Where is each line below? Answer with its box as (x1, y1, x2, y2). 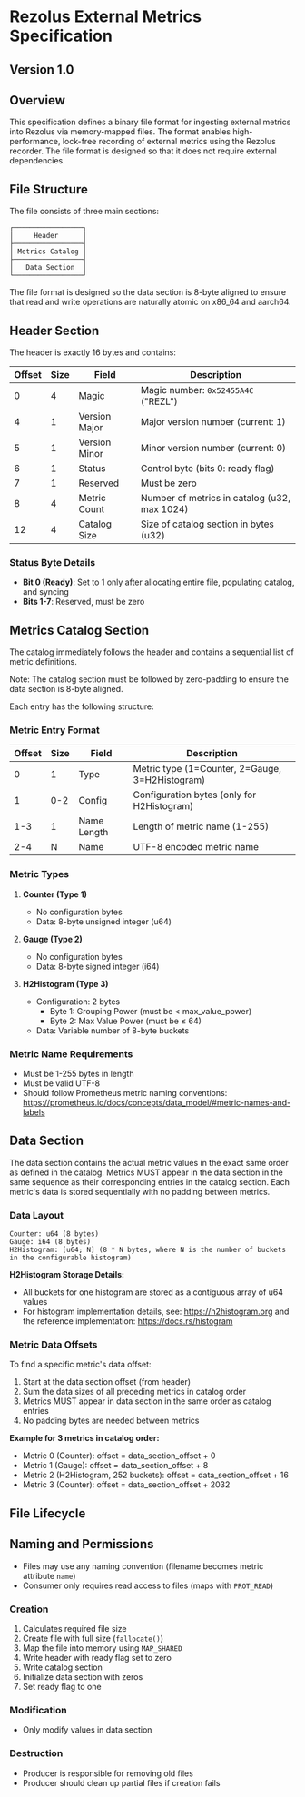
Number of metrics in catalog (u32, (140, 492, 291, 505)
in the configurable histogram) (9, 1253, 132, 1263)
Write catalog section (22, 1662, 103, 1673)
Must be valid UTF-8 (22, 1078, 101, 1089)
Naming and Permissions (9, 1536, 154, 1552)
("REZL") (140, 395, 179, 408)
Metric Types (9, 868, 70, 881)
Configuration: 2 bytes (35, 996, 121, 1007)
